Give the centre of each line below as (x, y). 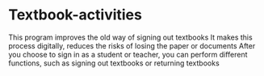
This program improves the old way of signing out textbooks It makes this (130, 37)
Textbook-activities (75, 15)
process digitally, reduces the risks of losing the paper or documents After (132, 45)
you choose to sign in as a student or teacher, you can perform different (128, 54)
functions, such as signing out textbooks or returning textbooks (114, 63)
